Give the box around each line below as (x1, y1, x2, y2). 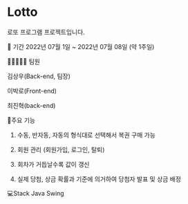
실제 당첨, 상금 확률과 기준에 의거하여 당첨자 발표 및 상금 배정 (17, 174, 182, 183)
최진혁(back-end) (7, 101, 56, 109)
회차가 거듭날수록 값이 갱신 (17, 160, 90, 168)
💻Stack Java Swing (7, 189, 64, 197)
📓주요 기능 (7, 115, 36, 124)
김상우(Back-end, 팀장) (7, 72, 71, 80)
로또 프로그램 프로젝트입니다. (7, 28, 85, 36)
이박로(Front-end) (7, 86, 57, 95)
